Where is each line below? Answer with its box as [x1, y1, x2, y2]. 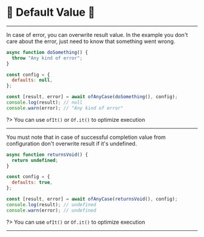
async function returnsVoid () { [6, 152, 88, 158]
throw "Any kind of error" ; [12, 55, 83, 61]
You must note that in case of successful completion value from [6, 133, 166, 141]
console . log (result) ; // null [6, 99, 83, 105]
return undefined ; [12, 157, 59, 163]
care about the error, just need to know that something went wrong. [6, 38, 175, 45]
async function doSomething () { [6, 49, 88, 55]
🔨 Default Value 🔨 [6, 5, 95, 19]
